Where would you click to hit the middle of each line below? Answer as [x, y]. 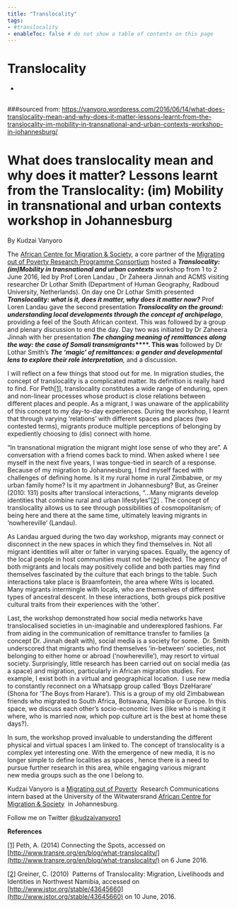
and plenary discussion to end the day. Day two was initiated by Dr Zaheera [117, 329]
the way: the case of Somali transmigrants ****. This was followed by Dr [115, 344]
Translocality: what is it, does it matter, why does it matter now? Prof [111, 299]
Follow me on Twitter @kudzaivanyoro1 [64, 817]
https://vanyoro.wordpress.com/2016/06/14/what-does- [143, 109]
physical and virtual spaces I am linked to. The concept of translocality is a [116, 745]
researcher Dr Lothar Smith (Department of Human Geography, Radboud [113, 284]
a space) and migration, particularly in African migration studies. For [107, 670]
